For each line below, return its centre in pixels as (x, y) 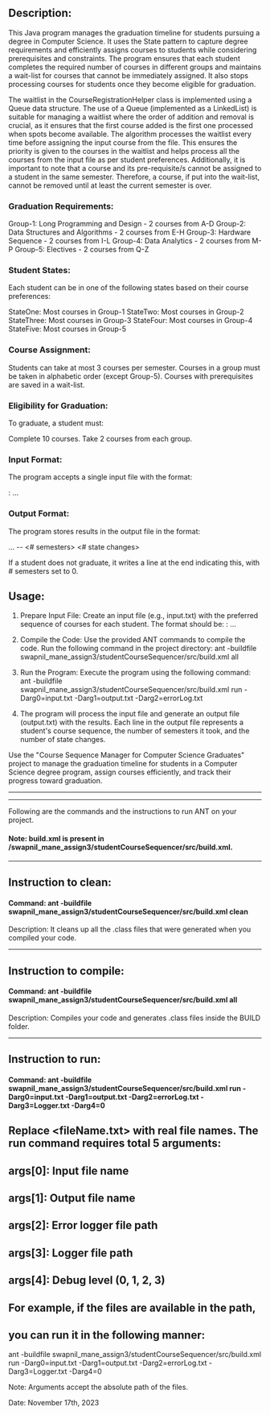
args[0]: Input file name (69, 1170)
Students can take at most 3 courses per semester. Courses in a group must (135, 367)
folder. (19, 1026)
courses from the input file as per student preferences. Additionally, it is (127, 160)
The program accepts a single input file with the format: (100, 477)
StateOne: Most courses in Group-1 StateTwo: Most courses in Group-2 (126, 312)
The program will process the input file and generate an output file (129, 714)
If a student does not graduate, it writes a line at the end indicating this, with (134, 562)
